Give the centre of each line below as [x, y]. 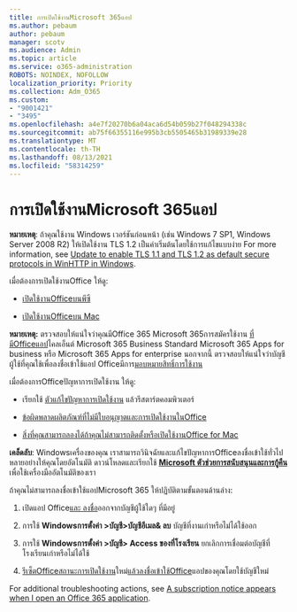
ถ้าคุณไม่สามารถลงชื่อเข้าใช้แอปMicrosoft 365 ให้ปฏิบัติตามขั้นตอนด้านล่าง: [121, 490]
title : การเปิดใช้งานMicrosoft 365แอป [71, 17]
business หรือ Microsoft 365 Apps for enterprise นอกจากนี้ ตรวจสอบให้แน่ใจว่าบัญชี [147, 354]
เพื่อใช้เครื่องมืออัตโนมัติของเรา [53, 473]
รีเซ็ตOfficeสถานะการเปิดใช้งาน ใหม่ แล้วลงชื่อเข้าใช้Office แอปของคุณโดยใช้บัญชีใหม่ [145, 571]
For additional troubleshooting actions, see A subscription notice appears [143, 589]
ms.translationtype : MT [53, 141]
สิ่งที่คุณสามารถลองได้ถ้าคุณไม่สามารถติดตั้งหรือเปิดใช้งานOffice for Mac [130, 435]
